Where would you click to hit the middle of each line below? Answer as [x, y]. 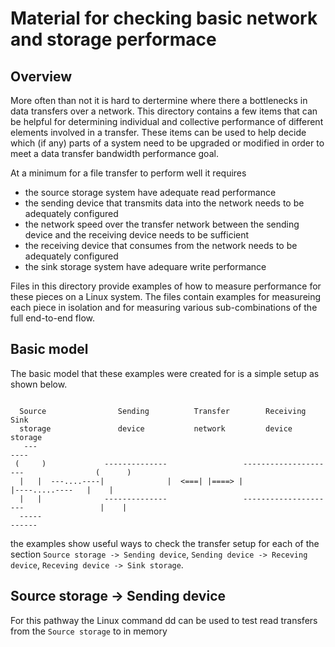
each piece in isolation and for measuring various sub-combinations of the [164, 307]
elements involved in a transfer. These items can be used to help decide [158, 132]
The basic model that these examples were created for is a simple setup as [165, 373]
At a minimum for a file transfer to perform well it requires [128, 173]
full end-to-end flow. [53, 318]
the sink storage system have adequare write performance [145, 266]
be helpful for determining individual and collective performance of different [167, 121]
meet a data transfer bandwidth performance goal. [114, 153]
